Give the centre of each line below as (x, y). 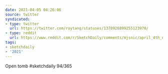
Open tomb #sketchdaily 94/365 (39, 66)
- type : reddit (21, 33)
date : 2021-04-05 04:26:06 (33, 10)
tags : (11, 42)
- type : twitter (22, 24)
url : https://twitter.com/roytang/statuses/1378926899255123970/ (79, 28)
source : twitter (22, 14)
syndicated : (17, 19)
